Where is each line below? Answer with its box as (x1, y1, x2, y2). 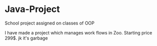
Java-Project (5, 3, 60, 15)
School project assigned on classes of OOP (5, 20, 95, 26)
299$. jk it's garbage (5, 35, 48, 41)
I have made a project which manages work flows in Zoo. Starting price (5, 29, 152, 35)
